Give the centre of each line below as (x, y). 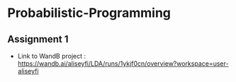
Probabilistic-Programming (89, 13)
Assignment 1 (38, 39)
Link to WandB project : (52, 56)
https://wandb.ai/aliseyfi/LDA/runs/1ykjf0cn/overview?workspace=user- (123, 64)
